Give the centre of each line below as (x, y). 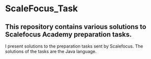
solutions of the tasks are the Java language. (51, 51)
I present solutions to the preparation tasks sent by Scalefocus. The (74, 46)
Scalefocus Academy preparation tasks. (69, 34)
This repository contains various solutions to (76, 27)
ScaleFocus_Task (42, 9)
